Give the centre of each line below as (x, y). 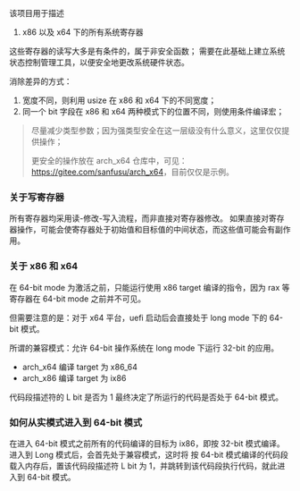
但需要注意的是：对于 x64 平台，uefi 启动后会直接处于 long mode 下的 (138, 317)
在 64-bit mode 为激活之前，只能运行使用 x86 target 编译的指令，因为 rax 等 (150, 287)
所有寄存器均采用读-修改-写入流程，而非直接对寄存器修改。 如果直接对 (139, 218)
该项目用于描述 (37, 13)
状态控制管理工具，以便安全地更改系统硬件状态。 (99, 62)
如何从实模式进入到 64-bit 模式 (76, 422)
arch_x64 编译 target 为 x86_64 (80, 367)
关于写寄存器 (37, 197)
